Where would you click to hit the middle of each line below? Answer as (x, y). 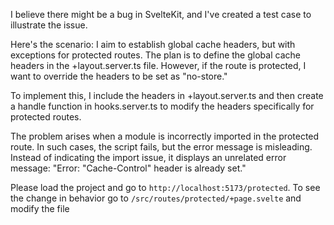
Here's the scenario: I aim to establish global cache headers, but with (153, 44)
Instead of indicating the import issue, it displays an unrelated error (148, 157)
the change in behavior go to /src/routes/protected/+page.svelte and (156, 198)
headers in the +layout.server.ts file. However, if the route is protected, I (158, 65)
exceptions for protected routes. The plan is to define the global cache (155, 55)
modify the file (40, 208)
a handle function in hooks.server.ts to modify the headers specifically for (162, 106)
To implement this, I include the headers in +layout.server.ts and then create (167, 95)
